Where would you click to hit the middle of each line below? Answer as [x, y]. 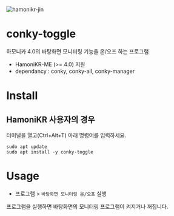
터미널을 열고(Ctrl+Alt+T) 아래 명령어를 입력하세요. [66, 135]
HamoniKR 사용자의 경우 [51, 119]
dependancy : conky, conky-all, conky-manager [75, 71]
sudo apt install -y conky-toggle [50, 152]
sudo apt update [27, 147]
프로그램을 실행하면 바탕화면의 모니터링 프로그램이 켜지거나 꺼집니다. [87, 206]
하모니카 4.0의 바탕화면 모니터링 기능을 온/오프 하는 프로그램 [78, 51]
